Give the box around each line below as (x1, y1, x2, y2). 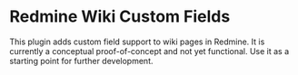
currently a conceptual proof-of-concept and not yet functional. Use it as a (9, 45, 290, 56)
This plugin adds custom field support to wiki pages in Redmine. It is (9, 36, 265, 47)
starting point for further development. (9, 55, 154, 66)
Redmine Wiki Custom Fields (9, 6, 231, 27)
